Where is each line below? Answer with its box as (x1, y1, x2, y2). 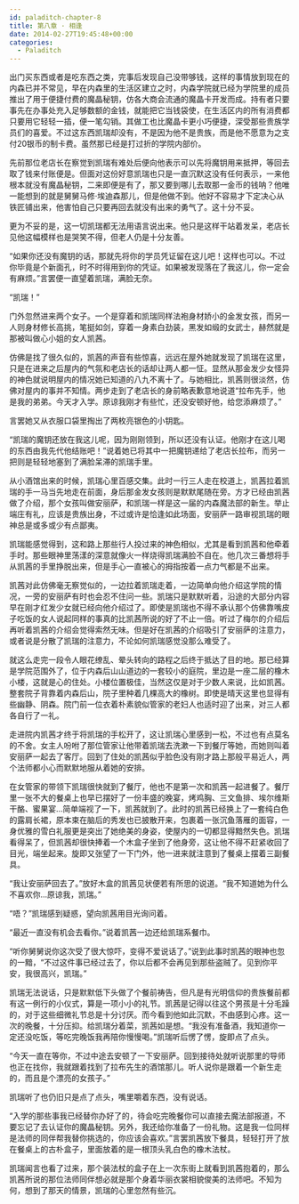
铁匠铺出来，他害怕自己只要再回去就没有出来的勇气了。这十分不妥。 (9, 202, 259, 213)
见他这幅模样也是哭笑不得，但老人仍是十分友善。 (9, 232, 189, 243)
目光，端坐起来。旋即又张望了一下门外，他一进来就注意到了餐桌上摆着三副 (9, 848, 282, 859)
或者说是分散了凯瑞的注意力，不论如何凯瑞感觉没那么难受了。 (9, 635, 236, 646)
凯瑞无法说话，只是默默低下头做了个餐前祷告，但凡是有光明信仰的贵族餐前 (9, 987, 282, 998)
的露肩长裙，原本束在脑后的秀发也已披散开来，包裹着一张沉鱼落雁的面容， (9, 815, 282, 826)
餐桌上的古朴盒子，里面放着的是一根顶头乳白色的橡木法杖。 (16, 1144, 236, 1155)
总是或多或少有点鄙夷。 (16, 520, 103, 530)
